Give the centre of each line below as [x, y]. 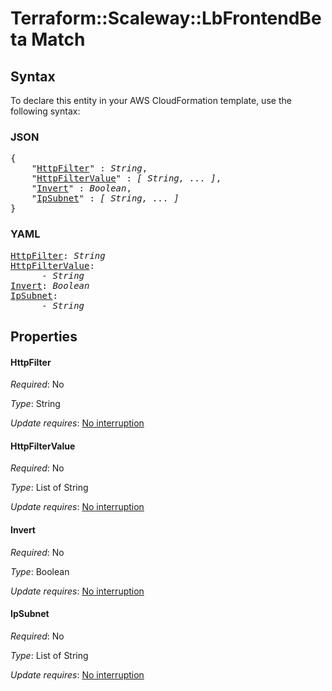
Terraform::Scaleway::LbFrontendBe [166, 18]
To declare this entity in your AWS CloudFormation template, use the [151, 100]
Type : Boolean [40, 571]
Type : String [35, 404]
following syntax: [45, 111]
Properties [44, 336]
